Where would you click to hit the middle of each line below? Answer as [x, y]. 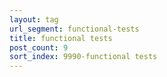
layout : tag [34, 19]
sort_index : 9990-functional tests [83, 57]
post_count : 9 [39, 47]
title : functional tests [61, 38]
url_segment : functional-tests [74, 29]
